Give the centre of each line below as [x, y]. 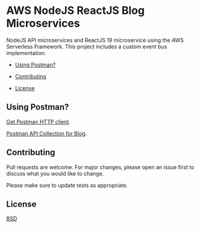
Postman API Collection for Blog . [47, 133]
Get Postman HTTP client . [38, 122]
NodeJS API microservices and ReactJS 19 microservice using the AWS [95, 40]
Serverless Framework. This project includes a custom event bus [87, 47]
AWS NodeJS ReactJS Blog [76, 11]
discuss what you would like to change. [55, 174]
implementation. [26, 53]
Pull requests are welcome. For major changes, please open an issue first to [100, 167]
